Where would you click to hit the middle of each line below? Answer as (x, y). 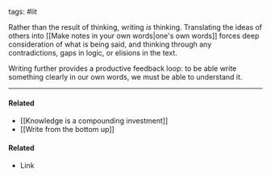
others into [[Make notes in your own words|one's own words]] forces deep (134, 36)
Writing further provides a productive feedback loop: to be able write (123, 68)
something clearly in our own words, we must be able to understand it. (125, 77)
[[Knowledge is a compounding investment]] (94, 121)
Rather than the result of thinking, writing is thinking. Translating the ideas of (135, 27)
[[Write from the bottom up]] (67, 130)
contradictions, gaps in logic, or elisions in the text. (93, 53)
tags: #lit (23, 12)
